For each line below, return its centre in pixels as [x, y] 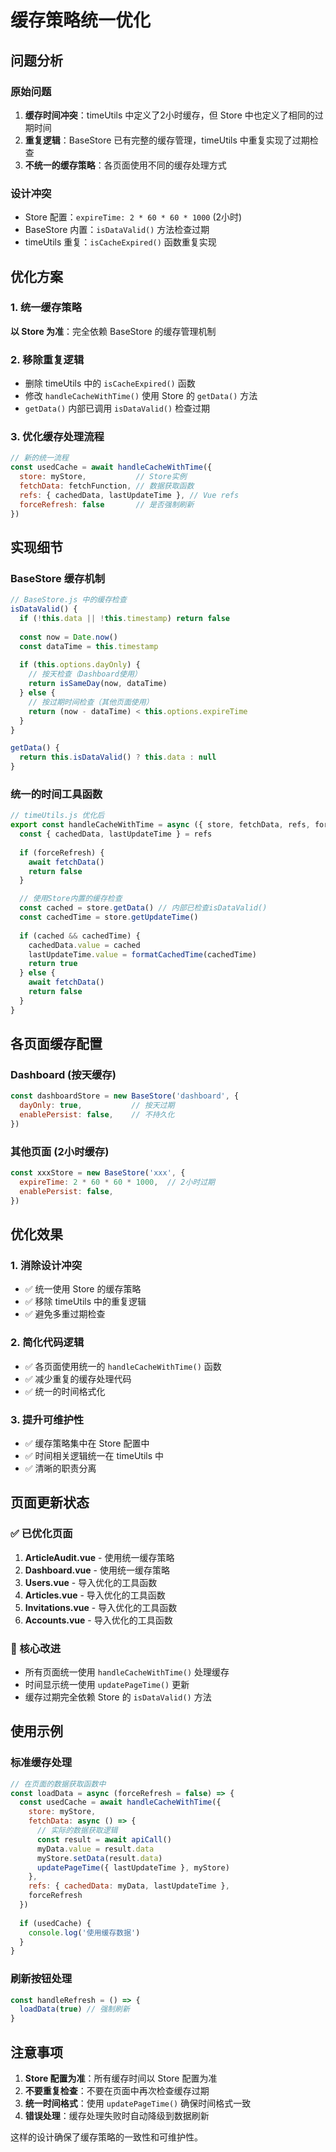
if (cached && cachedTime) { [80, 936]
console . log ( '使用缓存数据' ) [84, 1932]
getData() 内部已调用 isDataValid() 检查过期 [117, 408]
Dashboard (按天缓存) [63, 1074]
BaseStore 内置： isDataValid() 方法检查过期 [117, 230]
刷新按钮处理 [41, 1979]
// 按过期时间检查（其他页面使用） [91, 702]
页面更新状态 [50, 1502]
